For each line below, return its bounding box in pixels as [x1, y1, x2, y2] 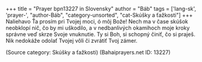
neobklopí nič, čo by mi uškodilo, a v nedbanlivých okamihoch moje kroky [5, 24, 190, 31]
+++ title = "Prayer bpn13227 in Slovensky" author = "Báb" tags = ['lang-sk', [5, 5, 197, 12]
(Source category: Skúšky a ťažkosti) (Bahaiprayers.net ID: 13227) [5, 49, 171, 56]
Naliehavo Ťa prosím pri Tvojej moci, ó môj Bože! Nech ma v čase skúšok [5, 18, 189, 25]
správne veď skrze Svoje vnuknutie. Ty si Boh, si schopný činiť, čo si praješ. [5, 31, 195, 38]
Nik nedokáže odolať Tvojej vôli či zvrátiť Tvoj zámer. [5, 37, 138, 44]
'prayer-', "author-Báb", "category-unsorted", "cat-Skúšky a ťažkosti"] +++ [5, 11, 194, 19]
